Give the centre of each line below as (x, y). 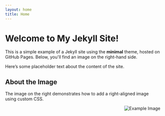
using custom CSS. (24, 99)
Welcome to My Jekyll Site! (62, 38)
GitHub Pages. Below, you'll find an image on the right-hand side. (71, 57)
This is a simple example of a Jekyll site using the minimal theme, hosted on (82, 52)
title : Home (17, 14)
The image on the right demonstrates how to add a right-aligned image (77, 94)
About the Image (31, 82)
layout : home (18, 10)
